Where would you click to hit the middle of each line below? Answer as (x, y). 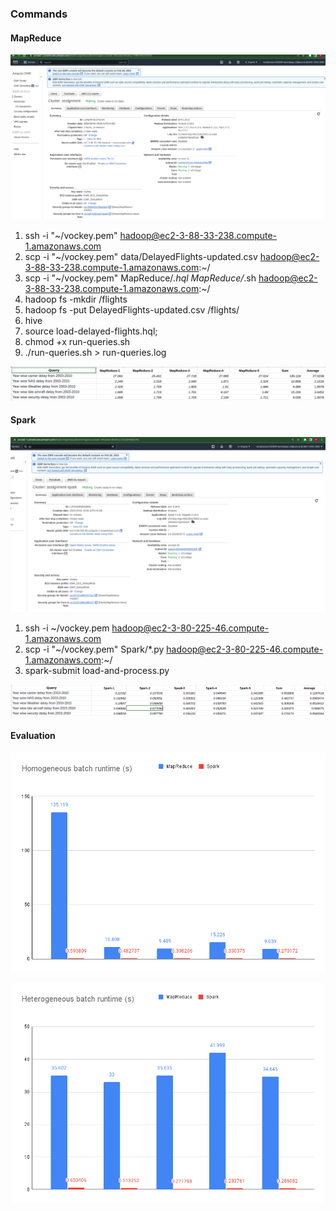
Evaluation (33, 736)
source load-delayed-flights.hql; (91, 331)
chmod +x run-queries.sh (77, 342)
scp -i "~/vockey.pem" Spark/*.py (94, 649)
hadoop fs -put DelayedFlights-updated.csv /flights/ (132, 310)
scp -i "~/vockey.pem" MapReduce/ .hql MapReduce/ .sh (140, 278)
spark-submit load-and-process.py (97, 671)
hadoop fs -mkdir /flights (76, 299)
